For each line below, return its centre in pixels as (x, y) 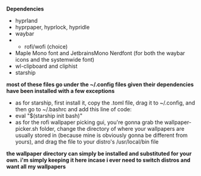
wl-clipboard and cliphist (46, 66)
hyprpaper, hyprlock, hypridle (52, 27)
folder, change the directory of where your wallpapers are (112, 129)
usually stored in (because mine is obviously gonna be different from (101, 135)
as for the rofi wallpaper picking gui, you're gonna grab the (89, 122)
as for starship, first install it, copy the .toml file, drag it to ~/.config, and (105, 103)
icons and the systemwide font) (55, 60)
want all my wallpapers (36, 167)
